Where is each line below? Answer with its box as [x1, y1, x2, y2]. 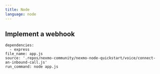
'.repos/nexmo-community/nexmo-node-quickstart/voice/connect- [23, 56, 156, 61]
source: [5, 56, 21, 61]
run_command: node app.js [5, 64, 58, 69]
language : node [5, 12, 37, 17]
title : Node [5, 7, 30, 12]
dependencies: [5, 43, 35, 48]
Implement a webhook [5, 30, 75, 38]
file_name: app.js [5, 51, 43, 56]
